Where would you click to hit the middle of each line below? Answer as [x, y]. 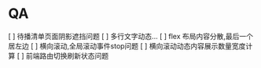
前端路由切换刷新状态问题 [68, 55]
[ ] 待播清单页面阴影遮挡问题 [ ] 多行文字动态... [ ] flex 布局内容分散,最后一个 [131, 36]
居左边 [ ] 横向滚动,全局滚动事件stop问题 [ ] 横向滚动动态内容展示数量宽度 [127, 46]
